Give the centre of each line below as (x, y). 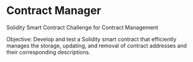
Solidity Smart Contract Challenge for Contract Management (82, 27)
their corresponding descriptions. (48, 52)
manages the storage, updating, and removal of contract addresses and (97, 46)
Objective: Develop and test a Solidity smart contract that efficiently (92, 39)
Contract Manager (54, 11)
